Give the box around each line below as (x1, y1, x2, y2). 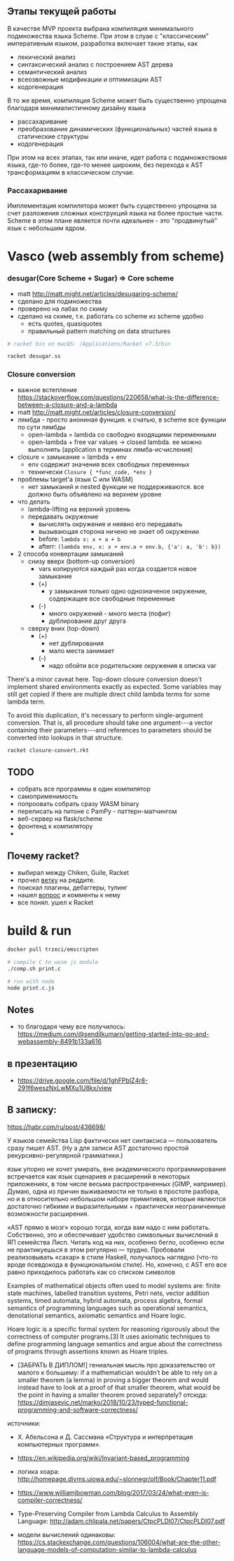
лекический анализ (17, 53, 76, 61)
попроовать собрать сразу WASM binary (17, 800, 139, 808)
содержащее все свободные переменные (48, 594, 175, 603)
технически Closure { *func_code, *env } (27, 467, 153, 476)
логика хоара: (17, 1467, 60, 1475)
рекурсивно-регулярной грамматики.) (7, 1151, 123, 1160)
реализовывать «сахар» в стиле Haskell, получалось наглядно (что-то (7, 1252, 219, 1261)
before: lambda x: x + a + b (38, 535, 121, 543)
